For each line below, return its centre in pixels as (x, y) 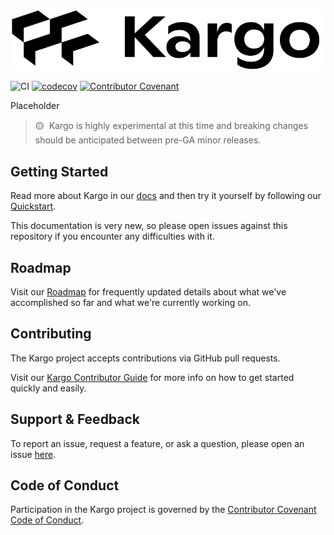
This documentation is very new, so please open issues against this (149, 226)
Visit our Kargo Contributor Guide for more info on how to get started (152, 377)
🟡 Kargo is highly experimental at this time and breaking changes (171, 126)
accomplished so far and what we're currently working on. (130, 302)
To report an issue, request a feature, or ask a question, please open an (157, 443)
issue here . (33, 454)
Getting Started (59, 171)
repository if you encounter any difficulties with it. (112, 236)
